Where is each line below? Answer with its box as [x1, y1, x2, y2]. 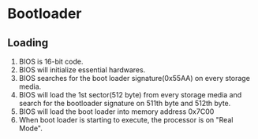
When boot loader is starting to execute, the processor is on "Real [18, 115, 234, 124]
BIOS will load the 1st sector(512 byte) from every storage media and [18, 90, 242, 99]
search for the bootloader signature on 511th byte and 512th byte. [18, 99, 231, 108]
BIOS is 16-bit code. [18, 57, 84, 66]
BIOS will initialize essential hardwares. [18, 65, 146, 75]
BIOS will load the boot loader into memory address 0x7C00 [18, 107, 215, 116]
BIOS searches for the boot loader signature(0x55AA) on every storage [18, 74, 250, 82]
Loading [7, 36, 49, 49]
